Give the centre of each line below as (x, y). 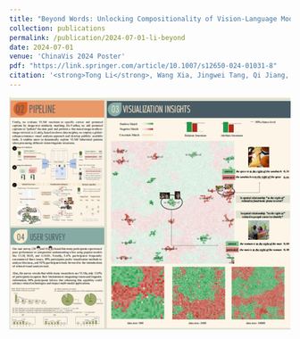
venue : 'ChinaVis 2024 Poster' (67, 57)
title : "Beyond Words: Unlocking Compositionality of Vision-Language (143, 19)
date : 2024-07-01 (42, 47)
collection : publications (57, 28)
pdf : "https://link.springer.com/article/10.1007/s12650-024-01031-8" (143, 66)
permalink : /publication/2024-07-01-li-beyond (97, 37)
